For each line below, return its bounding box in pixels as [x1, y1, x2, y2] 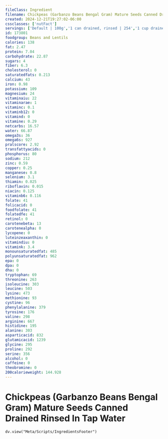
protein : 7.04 [5, 49, 35, 54]
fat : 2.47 [5, 44, 26, 49]
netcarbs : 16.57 [5, 123, 39, 128]
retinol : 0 [5, 216, 28, 221]
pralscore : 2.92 [5, 142, 39, 147]
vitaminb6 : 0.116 [5, 193, 41, 198]
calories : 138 [5, 40, 35, 45]
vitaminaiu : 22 [5, 95, 37, 100]
